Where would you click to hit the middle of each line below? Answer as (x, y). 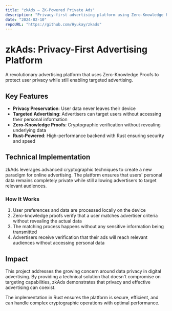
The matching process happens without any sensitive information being (88, 227)
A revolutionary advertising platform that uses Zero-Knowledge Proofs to (82, 75)
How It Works (23, 199)
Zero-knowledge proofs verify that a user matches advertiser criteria (85, 216)
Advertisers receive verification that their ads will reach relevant (80, 237)
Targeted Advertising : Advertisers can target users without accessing (87, 114)
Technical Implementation (48, 157)
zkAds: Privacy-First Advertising (77, 50)
